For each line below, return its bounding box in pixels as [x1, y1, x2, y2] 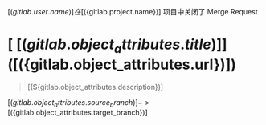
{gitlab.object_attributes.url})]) [23, 55, 236, 74]
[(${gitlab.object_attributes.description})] [27, 82, 164, 91]
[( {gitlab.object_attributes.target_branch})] [7, 107, 148, 118]
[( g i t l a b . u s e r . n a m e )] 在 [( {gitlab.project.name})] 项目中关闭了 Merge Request [7, 7, 258, 16]
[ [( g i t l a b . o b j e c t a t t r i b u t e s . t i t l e [7, 35, 212, 56]
